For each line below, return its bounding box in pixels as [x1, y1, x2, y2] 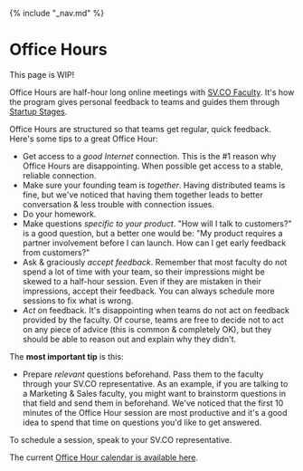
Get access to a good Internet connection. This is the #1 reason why [22, 150, 277, 161]
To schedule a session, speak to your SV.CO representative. [9, 434, 232, 445]
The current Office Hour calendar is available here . [9, 452, 199, 463]
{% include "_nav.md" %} [9, 8, 105, 18]
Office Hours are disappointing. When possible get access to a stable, [22, 160, 283, 171]
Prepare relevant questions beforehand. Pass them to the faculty [22, 369, 264, 380]
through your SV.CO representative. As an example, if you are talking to [22, 378, 289, 389]
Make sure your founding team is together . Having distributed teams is [22, 179, 286, 190]
